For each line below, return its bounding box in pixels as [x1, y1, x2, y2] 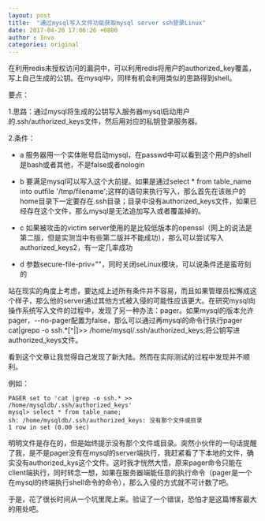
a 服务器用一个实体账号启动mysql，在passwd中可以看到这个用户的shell [19, 151, 252, 160]
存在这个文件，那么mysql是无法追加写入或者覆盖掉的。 [26, 207, 206, 216]
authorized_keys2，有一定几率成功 [19, 243, 133, 252]
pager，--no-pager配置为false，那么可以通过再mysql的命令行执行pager [8, 316, 243, 326]
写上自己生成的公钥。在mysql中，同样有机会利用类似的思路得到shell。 [8, 73, 237, 83]
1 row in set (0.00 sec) [8, 423, 90, 432]
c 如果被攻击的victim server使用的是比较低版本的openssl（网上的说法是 [19, 223, 252, 233]
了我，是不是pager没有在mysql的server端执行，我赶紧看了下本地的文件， [8, 448, 247, 458]
